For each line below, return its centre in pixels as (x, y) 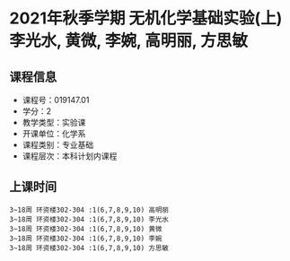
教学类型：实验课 (54, 122)
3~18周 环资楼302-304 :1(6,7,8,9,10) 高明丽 (89, 210)
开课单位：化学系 (54, 134)
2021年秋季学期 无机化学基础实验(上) (146, 18)
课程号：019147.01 (56, 100)
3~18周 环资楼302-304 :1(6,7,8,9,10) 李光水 (89, 219)
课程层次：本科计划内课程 (70, 156)
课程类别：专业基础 (58, 145)
